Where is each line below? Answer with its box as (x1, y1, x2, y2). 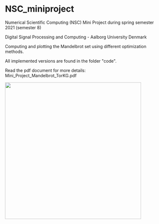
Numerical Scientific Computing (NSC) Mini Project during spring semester (5, 19, 154, 25)
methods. (5, 49, 24, 54)
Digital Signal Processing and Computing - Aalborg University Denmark (5, 34, 147, 40)
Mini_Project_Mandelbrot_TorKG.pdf (5, 72, 77, 78)
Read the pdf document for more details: (5, 67, 86, 73)
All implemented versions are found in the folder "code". (5, 58, 117, 64)
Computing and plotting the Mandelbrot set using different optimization (5, 43, 146, 49)
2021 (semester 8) (5, 24, 42, 30)
